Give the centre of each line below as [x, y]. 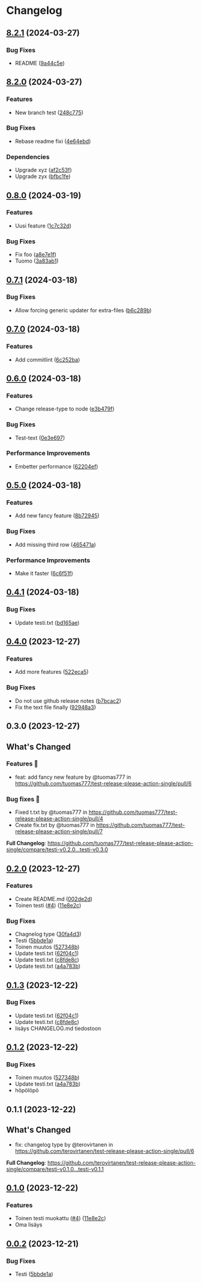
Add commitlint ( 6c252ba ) [47, 359]
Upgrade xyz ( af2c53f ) [43, 170]
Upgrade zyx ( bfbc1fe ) [43, 176]
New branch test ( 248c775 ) [49, 112]
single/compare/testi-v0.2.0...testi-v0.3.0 [57, 849]
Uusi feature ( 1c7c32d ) [43, 226]
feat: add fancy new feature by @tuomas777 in [73, 777]
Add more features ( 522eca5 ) [52, 672]
